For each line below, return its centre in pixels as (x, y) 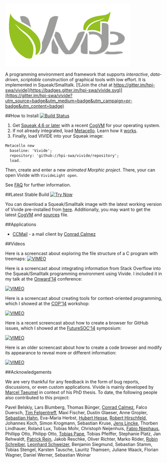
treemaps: (16, 259)
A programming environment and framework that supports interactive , (77, 74)
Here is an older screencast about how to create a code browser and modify (83, 347)
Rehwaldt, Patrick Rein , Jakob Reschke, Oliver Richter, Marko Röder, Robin (82, 439)
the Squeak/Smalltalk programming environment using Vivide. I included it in (83, 274)
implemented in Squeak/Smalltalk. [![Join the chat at (59, 85)
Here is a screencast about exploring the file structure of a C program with (82, 253)
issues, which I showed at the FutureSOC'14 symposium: (63, 328)
